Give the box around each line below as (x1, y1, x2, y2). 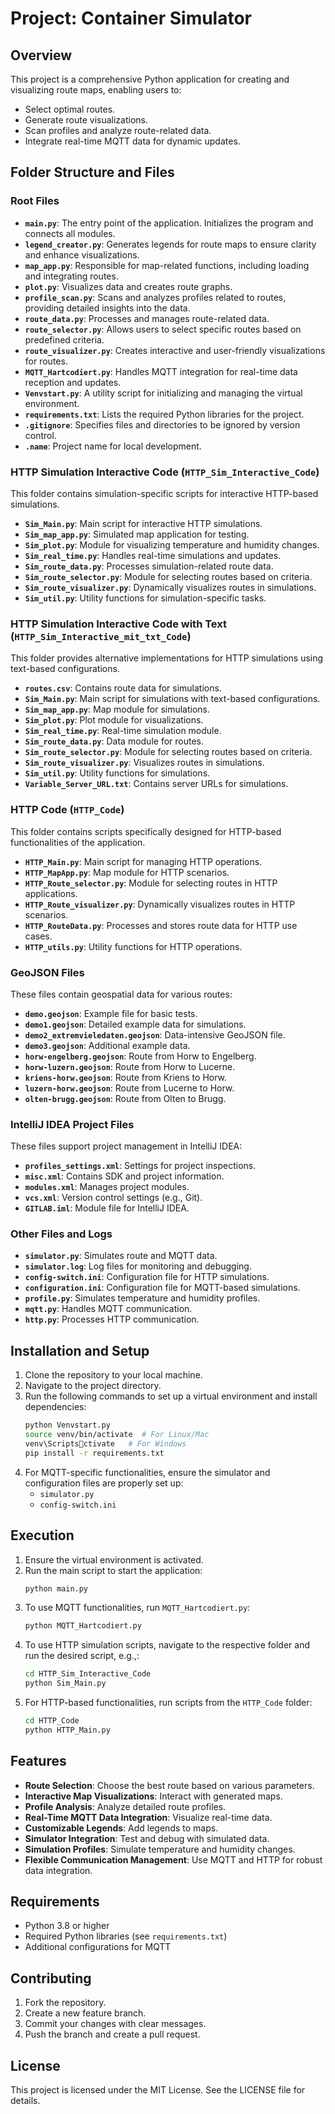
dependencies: (24, 1401, 87, 1413)
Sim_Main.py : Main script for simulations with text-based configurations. (24, 693, 321, 705)
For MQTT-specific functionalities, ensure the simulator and (24, 1466, 271, 1478)
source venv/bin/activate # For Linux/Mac (24, 1430, 210, 1440)
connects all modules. (24, 227, 116, 239)
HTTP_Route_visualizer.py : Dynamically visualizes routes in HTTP (24, 898, 296, 910)
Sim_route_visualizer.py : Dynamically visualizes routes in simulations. (24, 581, 317, 593)
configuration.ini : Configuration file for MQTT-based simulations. (24, 1282, 301, 1294)
